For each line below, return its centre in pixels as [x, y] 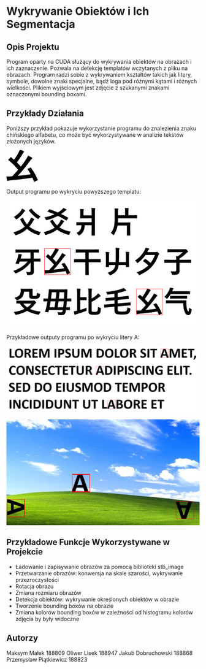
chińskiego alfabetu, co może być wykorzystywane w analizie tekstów [95, 135]
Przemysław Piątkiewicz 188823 [47, 659]
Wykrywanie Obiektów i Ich [78, 11]
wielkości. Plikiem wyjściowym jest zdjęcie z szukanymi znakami [88, 88]
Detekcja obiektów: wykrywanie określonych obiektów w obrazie [97, 599]
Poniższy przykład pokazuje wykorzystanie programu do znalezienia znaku [101, 128]
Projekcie [25, 552]
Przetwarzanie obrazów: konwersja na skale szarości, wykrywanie [99, 573]
